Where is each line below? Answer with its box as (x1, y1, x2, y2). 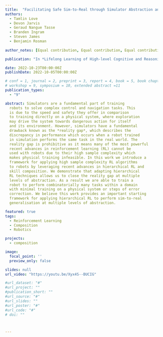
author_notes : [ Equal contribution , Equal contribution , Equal (5, 48, 136, 53)
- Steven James (9, 35, 40, 39)
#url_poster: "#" (5, 303, 40, 308)
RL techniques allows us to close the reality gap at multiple (9, 173, 140, 178)
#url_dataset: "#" (5, 281, 42, 285)
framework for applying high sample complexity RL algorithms (9, 160, 138, 165)
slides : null (5, 267, 32, 272)
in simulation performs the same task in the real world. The (9, 137, 138, 142)
